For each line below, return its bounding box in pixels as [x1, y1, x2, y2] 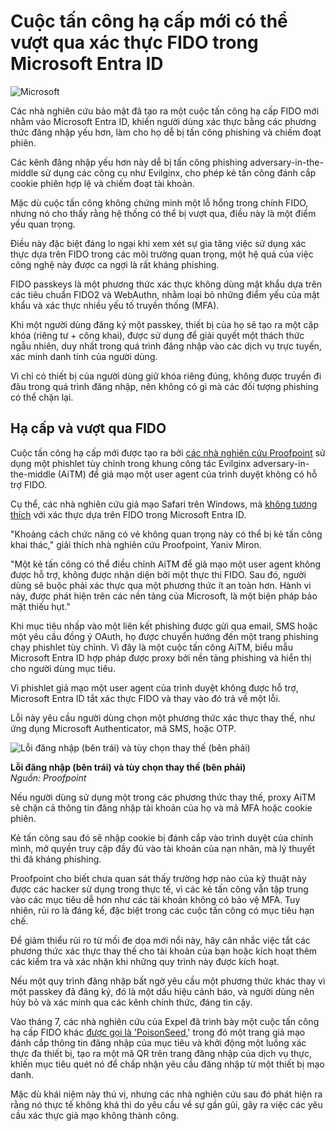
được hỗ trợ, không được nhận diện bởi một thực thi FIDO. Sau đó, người [10, 568, 307, 580]
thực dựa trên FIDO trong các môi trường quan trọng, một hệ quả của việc [10, 248, 314, 260]
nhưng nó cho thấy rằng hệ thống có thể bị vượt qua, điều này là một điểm [10, 207, 317, 219]
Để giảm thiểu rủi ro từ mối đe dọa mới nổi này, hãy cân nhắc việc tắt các [10, 934, 311, 946]
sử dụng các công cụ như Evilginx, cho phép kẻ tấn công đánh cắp [40, 166, 317, 179]
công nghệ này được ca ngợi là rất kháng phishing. [10, 258, 220, 270]
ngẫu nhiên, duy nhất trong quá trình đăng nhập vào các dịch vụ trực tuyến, [10, 340, 322, 352]
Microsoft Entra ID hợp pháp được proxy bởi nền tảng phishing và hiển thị [10, 651, 312, 664]
